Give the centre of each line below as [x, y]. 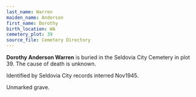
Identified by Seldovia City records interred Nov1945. [73, 75]
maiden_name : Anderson [35, 18]
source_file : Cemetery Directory [49, 40]
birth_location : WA [31, 29]
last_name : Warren [29, 12]
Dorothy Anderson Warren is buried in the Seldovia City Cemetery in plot [98, 57]
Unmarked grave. [28, 87]
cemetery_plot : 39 [29, 35]
